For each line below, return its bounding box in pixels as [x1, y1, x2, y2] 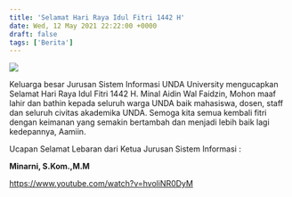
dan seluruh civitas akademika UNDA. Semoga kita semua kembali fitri [9, 108, 267, 119]
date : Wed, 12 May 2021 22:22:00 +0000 [9, 21, 158, 30]
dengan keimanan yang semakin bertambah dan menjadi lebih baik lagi [9, 117, 270, 127]
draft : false [9, 29, 58, 38]
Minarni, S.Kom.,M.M [9, 161, 91, 172]
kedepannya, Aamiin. [9, 127, 86, 137]
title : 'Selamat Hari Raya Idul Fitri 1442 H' [9, 12, 185, 22]
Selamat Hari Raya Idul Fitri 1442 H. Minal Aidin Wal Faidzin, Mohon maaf [9, 88, 277, 99]
